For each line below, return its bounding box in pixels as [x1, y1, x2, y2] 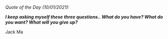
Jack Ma [5, 29, 23, 34]
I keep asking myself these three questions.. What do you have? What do [5, 14, 163, 19]
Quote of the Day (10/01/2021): [5, 4, 70, 10]
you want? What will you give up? [5, 19, 78, 25]
